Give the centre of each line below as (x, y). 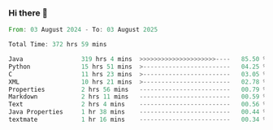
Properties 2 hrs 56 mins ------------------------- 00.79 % (138, 89)
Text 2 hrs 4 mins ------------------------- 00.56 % (138, 105)
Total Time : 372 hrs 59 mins (58, 45)
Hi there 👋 (28, 13)
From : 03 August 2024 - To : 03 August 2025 (83, 30)
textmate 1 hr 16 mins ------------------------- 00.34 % (138, 120)
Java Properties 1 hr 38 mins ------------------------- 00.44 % (138, 112)
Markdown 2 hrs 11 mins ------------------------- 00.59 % (138, 97)
